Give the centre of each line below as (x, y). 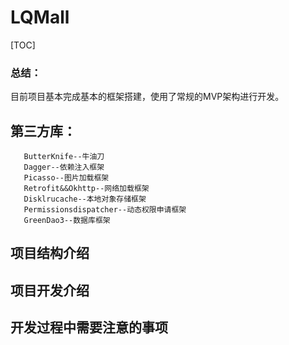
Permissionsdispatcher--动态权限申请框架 (105, 210)
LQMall (40, 17)
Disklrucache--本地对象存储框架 (85, 199)
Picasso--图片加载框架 (66, 178)
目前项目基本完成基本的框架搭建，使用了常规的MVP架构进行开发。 (147, 97)
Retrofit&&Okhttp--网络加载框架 (86, 189)
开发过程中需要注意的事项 (89, 327)
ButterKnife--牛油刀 (64, 157)
